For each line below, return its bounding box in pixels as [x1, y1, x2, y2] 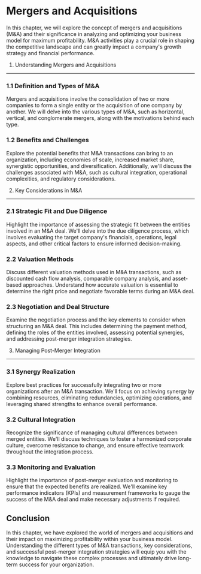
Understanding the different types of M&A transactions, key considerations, [6, 542, 193, 549]
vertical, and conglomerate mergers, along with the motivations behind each [6, 115, 194, 122]
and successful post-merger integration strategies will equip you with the [6, 548, 187, 555]
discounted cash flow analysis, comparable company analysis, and [6, 275, 172, 283]
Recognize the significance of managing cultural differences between [6, 429, 178, 436]
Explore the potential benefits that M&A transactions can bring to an [6, 149, 173, 157]
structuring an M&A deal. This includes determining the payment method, [6, 323, 187, 330]
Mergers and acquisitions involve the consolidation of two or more [6, 95, 169, 103]
